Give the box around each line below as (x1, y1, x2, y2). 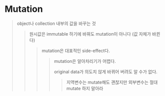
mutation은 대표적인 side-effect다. (41, 48, 110, 53)
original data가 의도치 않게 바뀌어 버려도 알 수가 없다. (54, 68, 158, 75)
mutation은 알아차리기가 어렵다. (54, 58, 116, 64)
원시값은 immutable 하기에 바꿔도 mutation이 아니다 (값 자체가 (29, 31, 151, 37)
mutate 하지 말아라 (66, 85, 103, 91)
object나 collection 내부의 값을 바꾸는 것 (16, 20, 96, 26)
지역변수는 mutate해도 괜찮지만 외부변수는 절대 (66, 79, 158, 85)
